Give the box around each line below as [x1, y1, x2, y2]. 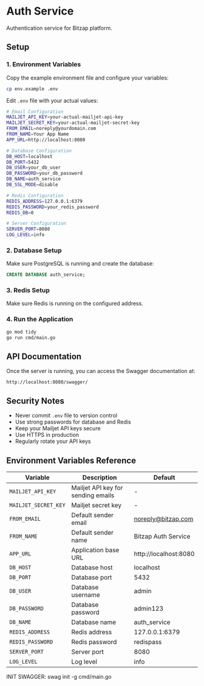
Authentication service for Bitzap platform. [6, 24, 112, 32]
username [71, 591, 100, 599]
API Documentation [6, 351, 82, 362]
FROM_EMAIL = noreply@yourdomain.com [6, 126, 97, 132]
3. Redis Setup [6, 286, 50, 295]
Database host [71, 563, 113, 572]
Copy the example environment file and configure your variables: [6, 74, 169, 81]
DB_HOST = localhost [6, 153, 53, 159]
